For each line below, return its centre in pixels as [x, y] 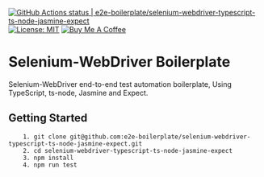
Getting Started [48, 118]
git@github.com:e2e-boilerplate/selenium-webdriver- [160, 137]
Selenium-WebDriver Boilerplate [119, 62]
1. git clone [45, 137]
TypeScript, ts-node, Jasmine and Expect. [78, 93]
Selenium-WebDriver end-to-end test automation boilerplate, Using [120, 84]
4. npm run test [50, 165]
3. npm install [48, 158]
